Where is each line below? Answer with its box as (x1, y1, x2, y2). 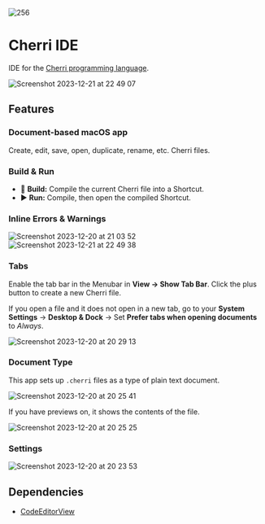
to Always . (8, 321, 44, 330)
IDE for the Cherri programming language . (8, 63, 149, 72)
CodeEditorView (20, 506, 76, 516)
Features (8, 103, 54, 116)
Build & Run (8, 165, 55, 177)
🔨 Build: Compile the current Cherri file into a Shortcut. (20, 184, 205, 194)
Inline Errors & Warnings (8, 212, 106, 224)
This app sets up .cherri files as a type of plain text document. (8, 375, 220, 385)
